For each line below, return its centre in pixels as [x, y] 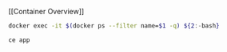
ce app [19, 40]
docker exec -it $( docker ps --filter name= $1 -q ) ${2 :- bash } [114, 26]
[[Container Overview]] [46, 11]
